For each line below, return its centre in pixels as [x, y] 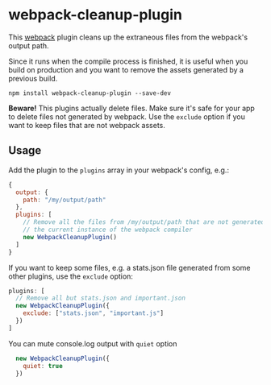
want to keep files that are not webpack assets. [87, 125]
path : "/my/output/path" [65, 200]
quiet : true [43, 366]
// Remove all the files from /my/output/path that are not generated [144, 222]
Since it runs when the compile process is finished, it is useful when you [128, 61]
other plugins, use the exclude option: [71, 276]
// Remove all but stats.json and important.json [100, 298]
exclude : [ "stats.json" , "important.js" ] [93, 313]
